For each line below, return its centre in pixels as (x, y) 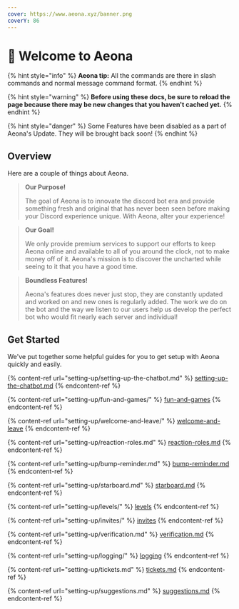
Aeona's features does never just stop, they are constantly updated (124, 294)
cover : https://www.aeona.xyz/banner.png (70, 14)
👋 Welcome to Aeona (70, 56)
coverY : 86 (24, 21)
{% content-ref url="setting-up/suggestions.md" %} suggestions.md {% (114, 591)
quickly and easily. (35, 364)
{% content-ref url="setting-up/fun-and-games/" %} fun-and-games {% (114, 400)
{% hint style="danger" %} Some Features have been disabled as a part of (117, 126)
